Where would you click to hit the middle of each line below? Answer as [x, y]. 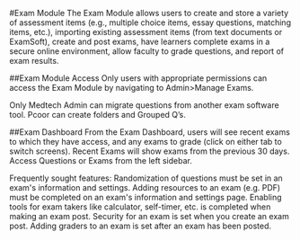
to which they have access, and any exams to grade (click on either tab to [146, 142]
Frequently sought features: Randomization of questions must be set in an [146, 178]
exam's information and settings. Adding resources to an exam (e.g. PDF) [145, 187]
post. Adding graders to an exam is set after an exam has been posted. [141, 226]
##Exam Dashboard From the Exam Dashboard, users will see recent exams [150, 132]
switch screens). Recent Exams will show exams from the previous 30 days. [150, 151]
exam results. [34, 61]
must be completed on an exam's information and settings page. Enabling [146, 197]
